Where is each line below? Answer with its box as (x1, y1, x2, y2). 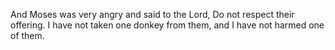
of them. (10, 30, 45, 41)
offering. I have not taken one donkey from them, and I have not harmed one (10, 19, 325, 31)
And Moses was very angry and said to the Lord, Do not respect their (10, 9, 295, 20)
